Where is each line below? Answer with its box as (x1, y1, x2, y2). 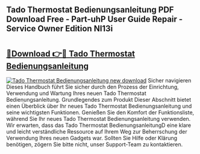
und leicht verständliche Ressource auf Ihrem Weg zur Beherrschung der (6, 128, 188, 135)
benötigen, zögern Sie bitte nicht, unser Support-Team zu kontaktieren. (6, 141, 183, 148)
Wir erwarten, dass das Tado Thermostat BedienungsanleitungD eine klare (6, 122, 192, 129)
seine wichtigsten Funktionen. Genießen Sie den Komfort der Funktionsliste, (6, 109, 195, 116)
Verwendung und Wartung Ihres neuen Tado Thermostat (6, 90, 146, 97)
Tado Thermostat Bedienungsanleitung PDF (6, 5, 174, 15)
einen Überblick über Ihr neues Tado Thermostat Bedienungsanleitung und (6, 102, 192, 109)
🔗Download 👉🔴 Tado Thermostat (6, 48, 136, 59)
